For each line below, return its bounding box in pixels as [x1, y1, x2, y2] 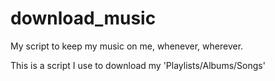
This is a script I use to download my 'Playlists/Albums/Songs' [10, 59, 266, 71]
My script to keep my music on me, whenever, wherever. [10, 40, 244, 52]
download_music [10, 7, 157, 30]
